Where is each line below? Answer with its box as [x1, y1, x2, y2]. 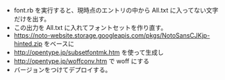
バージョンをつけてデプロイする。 [13, 65, 112, 74]
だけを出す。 [13, 15, 51, 23]
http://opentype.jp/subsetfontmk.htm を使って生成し [13, 48, 165, 56]
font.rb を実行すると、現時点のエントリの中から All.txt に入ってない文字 [13, 6, 219, 14]
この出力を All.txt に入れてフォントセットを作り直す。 [13, 24, 167, 31]
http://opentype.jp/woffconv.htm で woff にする [13, 57, 150, 65]
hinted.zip [13, 40, 43, 47]
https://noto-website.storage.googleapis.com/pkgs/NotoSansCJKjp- [13, 31, 210, 40]
